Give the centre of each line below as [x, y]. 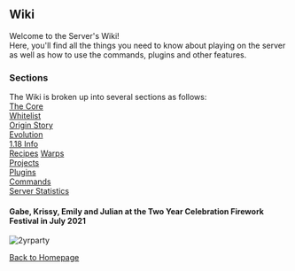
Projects [24, 163]
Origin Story [31, 125]
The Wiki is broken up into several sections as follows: [108, 97]
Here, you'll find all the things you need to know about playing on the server [147, 45]
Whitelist [25, 116]
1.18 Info [24, 144]
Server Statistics [39, 191]
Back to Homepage [44, 258]
